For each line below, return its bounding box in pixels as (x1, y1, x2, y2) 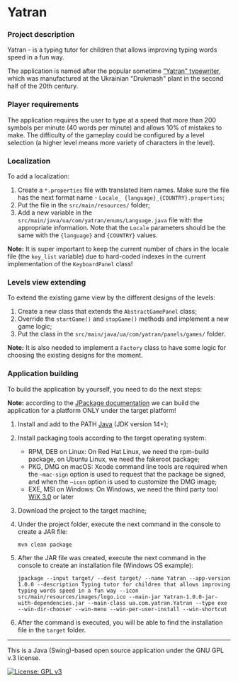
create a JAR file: (17, 527, 68, 535)
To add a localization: (7, 172, 69, 181)
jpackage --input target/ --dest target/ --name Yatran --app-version (17, 574, 231, 581)
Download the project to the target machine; (17, 506, 147, 514)
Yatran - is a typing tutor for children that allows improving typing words (7, 45, 217, 54)
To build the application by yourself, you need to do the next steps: (7, 385, 203, 393)
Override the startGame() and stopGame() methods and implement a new (17, 314, 229, 323)
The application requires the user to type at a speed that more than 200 (7, 115, 217, 124)
